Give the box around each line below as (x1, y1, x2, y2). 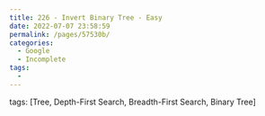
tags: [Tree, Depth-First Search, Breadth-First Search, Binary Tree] (9, 96, 256, 107)
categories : (9, 38, 54, 48)
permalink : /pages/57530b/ (9, 30, 110, 39)
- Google (17, 47, 50, 56)
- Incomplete (17, 55, 66, 64)
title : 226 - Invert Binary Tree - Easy (9, 13, 163, 22)
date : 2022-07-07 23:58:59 (9, 22, 110, 31)
